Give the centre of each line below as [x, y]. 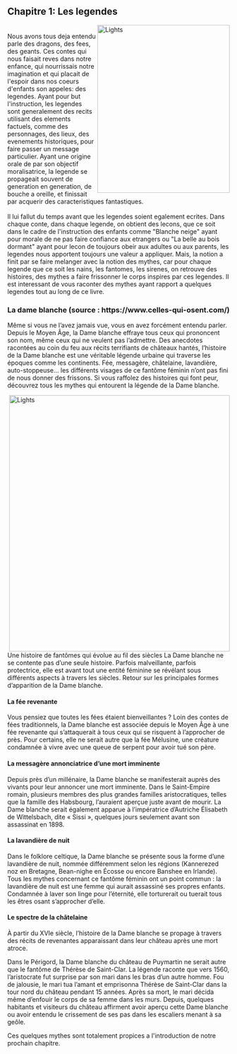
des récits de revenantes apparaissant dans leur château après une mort [113, 940]
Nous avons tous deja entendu [52, 36]
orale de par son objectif [43, 164]
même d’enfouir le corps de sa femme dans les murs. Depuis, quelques [111, 999]
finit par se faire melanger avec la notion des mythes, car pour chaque [109, 262]
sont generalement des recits [50, 111]
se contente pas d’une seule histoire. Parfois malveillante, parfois [102, 663]
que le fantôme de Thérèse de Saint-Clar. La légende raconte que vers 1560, [119, 969]
